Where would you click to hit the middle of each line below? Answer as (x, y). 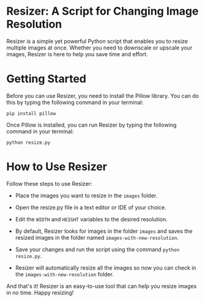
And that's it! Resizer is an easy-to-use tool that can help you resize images (102, 286)
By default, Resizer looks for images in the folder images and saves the (104, 231)
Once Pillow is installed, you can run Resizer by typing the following (91, 125)
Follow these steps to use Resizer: (50, 183)
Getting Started (47, 79)
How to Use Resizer (57, 167)
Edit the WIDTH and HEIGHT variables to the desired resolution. (91, 219)
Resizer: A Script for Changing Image (102, 11)
